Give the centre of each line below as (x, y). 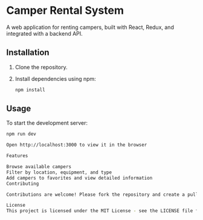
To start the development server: (47, 123)
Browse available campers (39, 167)
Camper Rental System (65, 11)
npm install (30, 90)
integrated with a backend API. (44, 33)
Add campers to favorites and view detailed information (79, 178)
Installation (28, 53)
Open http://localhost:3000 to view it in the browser (77, 145)
